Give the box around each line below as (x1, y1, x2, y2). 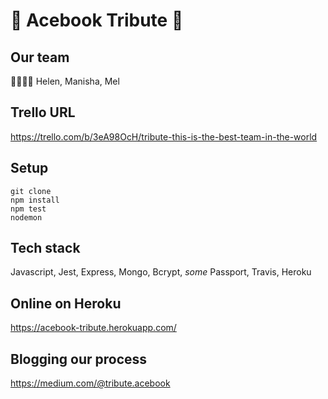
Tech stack (10, 240, 81, 257)
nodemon (10, 212, 43, 223)
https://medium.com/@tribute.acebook (10, 377, 171, 389)
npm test (10, 204, 47, 214)
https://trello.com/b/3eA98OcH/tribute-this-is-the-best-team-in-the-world (10, 130, 318, 143)
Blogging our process (10, 350, 148, 368)
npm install (10, 195, 60, 205)
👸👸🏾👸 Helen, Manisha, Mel (10, 75, 120, 87)
